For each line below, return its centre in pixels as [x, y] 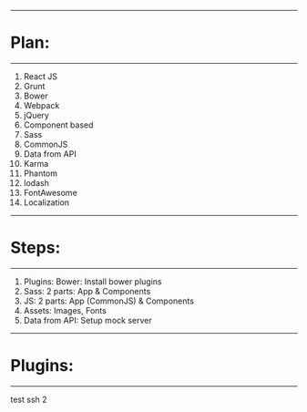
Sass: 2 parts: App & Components [87, 291]
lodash [36, 182]
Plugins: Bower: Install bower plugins [92, 281]
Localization [46, 202]
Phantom [41, 173]
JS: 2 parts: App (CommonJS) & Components [109, 301]
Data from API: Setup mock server [88, 320]
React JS [41, 76]
